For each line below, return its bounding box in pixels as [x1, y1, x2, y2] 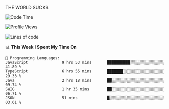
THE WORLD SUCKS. [5, 5, 50, 10]
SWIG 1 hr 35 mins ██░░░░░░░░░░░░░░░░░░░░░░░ [5, 87, 164, 92]
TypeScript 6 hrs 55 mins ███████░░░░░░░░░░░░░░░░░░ [5, 69, 164, 74]
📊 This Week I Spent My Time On [5, 44, 77, 50]
